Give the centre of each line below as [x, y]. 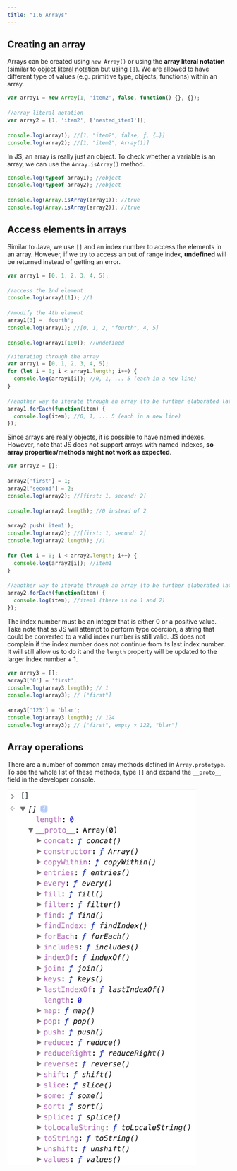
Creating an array [47, 45]
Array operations [45, 747]
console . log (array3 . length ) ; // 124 [61, 718]
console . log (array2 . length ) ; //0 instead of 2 [77, 511]
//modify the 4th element [45, 313]
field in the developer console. [51, 779]
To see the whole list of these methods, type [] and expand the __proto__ [115, 772]
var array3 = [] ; [33, 673]
